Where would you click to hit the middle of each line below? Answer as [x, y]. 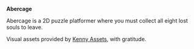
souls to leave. [24, 27]
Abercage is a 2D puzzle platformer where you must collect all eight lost [97, 21]
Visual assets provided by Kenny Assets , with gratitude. [76, 39]
